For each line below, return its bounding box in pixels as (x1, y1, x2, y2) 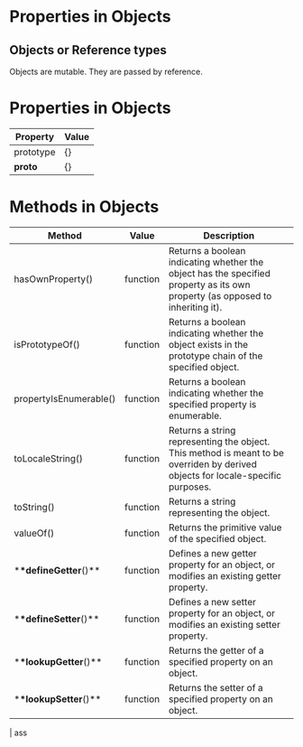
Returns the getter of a (168, 644, 264, 657)
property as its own (168, 278, 251, 291)
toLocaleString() (14, 452, 84, 464)
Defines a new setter (168, 595, 257, 608)
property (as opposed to (168, 289, 272, 302)
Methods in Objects (9, 197, 160, 218)
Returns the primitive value (168, 521, 282, 534)
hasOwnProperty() (14, 273, 93, 285)
